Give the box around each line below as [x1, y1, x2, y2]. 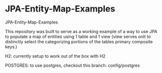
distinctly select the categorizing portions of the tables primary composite [5, 38, 153, 44]
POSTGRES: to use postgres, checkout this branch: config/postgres [5, 62, 140, 68]
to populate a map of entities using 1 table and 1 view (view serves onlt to [5, 34, 151, 39]
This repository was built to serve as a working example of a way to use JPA [5, 28, 158, 34]
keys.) [5, 44, 17, 49]
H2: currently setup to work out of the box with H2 [5, 53, 106, 59]
